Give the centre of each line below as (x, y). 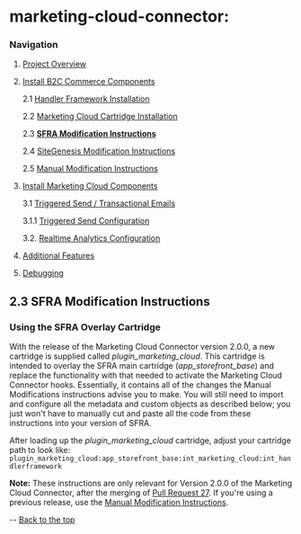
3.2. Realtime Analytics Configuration (91, 238)
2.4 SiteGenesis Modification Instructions (99, 151)
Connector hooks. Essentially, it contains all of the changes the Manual (140, 385)
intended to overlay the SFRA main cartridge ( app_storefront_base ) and (142, 366)
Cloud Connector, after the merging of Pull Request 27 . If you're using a (142, 493)
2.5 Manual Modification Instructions (90, 169)
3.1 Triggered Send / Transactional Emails (99, 203)
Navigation (34, 45)
